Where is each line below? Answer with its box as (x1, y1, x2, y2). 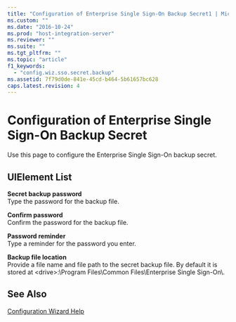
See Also (7, 288, 47, 300)
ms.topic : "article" (7, 56, 68, 63)
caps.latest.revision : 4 (7, 82, 80, 89)
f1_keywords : (7, 63, 46, 70)
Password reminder (7, 232, 66, 240)
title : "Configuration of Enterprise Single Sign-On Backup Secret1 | (7, 10, 218, 18)
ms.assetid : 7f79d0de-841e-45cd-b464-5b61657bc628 (7, 75, 159, 83)
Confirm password (7, 211, 63, 219)
